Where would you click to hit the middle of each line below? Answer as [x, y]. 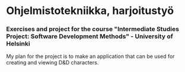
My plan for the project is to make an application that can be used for [90, 56]
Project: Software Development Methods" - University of [90, 36]
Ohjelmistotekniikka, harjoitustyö [90, 11]
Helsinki [18, 44]
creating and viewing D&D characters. [52, 63]
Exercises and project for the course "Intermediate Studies [93, 29]
